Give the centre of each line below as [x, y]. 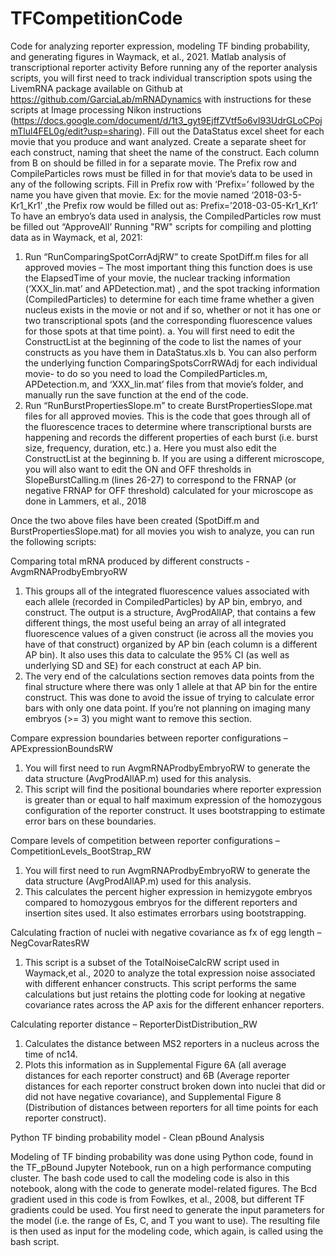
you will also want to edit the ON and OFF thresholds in [138, 469]
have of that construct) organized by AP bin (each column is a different [171, 644]
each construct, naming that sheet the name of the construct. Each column [165, 152]
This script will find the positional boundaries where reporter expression [173, 789]
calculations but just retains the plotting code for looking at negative [165, 994]
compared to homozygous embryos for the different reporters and [161, 902]
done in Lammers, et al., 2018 [85, 501]
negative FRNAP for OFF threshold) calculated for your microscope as [169, 490]
